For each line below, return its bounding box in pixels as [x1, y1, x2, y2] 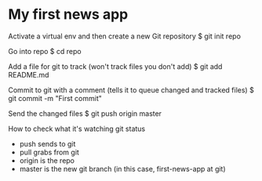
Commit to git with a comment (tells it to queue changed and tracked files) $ [8, 85, 255, 95]
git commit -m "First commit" [8, 93, 102, 103]
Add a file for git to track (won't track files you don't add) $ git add [8, 61, 223, 71]
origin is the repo [19, 155, 75, 165]
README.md [8, 70, 49, 79]
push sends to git [19, 139, 76, 148]
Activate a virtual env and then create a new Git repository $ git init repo [8, 31, 242, 41]
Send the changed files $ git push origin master [8, 108, 162, 118]
